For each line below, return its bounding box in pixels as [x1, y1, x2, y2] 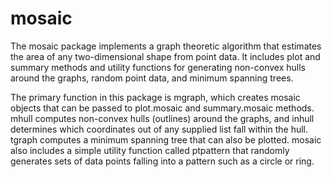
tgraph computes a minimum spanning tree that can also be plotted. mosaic [10, 133, 322, 146]
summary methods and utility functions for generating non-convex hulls [10, 61, 306, 73]
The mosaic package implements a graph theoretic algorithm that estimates [10, 40, 322, 52]
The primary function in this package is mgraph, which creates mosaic [10, 91, 301, 103]
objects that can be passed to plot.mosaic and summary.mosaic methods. [10, 102, 315, 114]
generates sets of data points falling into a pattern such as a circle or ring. [10, 155, 315, 167]
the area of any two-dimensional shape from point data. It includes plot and [10, 50, 321, 62]
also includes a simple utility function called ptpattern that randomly [10, 144, 290, 156]
